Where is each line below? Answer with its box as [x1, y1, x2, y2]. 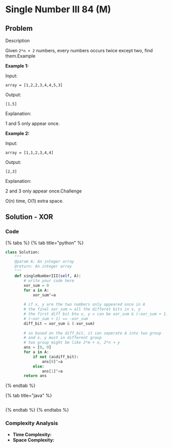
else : [32, 364, 45, 369]
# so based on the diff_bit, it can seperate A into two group [24, 330, 161, 336]
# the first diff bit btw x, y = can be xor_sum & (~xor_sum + [24, 311, 161, 317]
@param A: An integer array [14, 259, 74, 264]
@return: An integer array [14, 264, 72, 269]
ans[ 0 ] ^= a [41, 359, 63, 364]
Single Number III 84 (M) [5, 4, 111, 15]
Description [5, 37, 30, 44]
